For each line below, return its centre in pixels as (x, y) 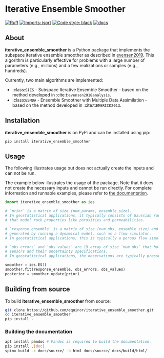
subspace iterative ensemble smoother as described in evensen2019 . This (80, 55)
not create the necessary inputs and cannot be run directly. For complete (79, 188)
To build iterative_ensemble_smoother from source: (58, 301)
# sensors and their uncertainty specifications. (57, 251)
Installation (22, 121)
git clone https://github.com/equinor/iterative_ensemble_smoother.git (79, 310)
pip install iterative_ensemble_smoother (48, 141)
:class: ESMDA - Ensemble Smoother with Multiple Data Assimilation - (80, 100)
